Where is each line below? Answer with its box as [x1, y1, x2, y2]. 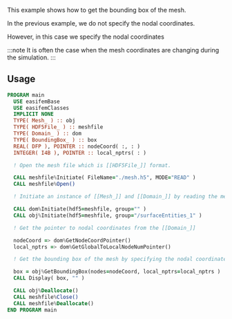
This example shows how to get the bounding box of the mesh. [7, 6, 186, 14]
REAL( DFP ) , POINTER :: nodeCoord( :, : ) [13, 143, 140, 150]
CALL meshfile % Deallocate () [13, 300, 95, 307]
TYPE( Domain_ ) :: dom [13, 130, 81, 137]
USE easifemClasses [13, 104, 70, 111]
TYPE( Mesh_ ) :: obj [13, 117, 76, 124]
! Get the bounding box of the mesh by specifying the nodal [13, 255, 193, 263]
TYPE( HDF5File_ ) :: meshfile [13, 124, 104, 130]
